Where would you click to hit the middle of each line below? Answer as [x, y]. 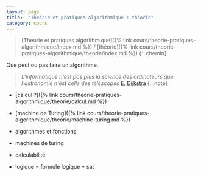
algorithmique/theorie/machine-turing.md [67, 120]
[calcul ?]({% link [37, 95]
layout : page [23, 12]
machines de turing [39, 143]
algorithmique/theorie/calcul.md [55, 101]
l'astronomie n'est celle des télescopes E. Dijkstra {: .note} [94, 83]
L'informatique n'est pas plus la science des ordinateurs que [97, 77]
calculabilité [30, 155]
